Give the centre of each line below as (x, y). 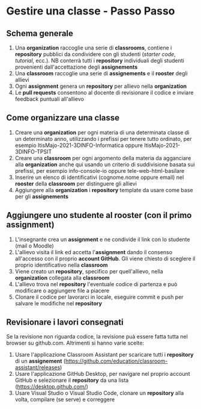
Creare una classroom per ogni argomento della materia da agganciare (103, 158)
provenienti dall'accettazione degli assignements (76, 67)
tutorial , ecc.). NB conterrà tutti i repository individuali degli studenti (99, 61)
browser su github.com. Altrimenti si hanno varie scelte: (75, 343)
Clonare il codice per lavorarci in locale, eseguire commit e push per (99, 297)
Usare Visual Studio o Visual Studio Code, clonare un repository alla (99, 393)
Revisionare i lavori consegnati (65, 323)
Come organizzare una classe (63, 118)
